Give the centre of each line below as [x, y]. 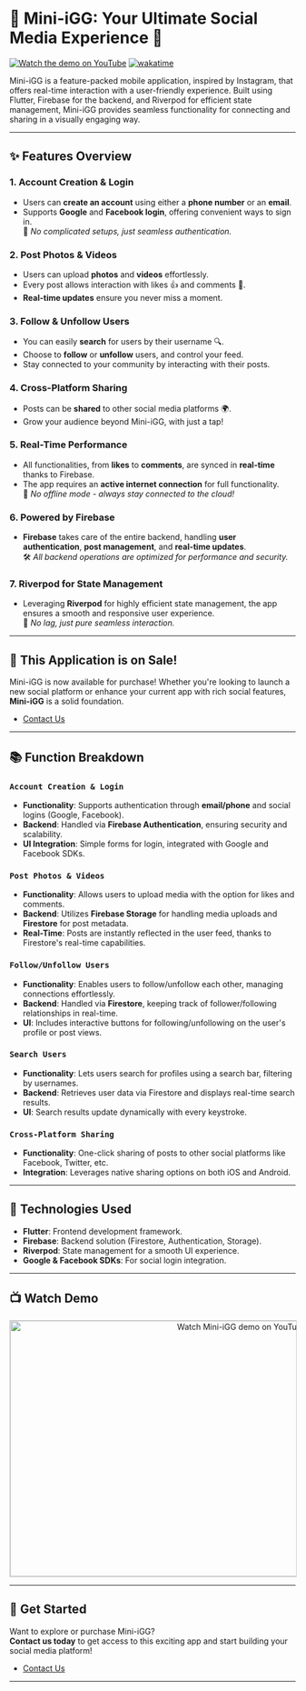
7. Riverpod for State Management [86, 584]
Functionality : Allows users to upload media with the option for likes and [158, 895]
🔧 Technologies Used [70, 1210]
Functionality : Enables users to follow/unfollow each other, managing [153, 984]
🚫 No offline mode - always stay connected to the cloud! [128, 494]
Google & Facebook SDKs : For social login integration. [124, 1260]
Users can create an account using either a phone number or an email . [157, 202]
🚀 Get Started [48, 1610]
